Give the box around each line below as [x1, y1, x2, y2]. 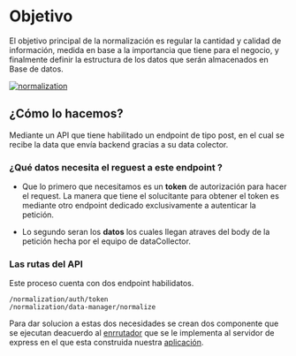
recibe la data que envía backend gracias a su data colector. [9, 139, 229, 149]
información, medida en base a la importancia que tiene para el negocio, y [9, 44, 280, 55]
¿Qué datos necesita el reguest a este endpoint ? [9, 161, 224, 173]
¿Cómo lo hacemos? [9, 106, 124, 121]
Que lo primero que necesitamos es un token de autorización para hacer [21, 181, 287, 192]
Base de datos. [9, 64, 64, 74]
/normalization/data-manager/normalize [9, 303, 156, 312]
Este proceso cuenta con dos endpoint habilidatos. [9, 278, 194, 289]
